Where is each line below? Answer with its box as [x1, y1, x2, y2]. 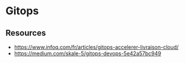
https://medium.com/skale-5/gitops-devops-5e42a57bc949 [14, 50, 161, 57]
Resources [5, 28, 46, 38]
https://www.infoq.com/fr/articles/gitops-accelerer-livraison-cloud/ [14, 43, 179, 51]
